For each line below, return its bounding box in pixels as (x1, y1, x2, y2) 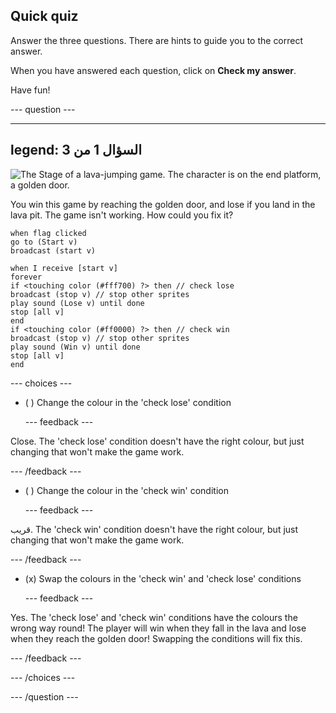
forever (10, 272, 43, 282)
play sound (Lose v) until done (10, 298, 145, 308)
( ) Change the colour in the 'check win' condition (24, 484, 229, 496)
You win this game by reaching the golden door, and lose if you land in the (10, 198, 316, 210)
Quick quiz (10, 8, 79, 25)
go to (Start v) (10, 237, 78, 247)
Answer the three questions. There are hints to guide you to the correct (10, 34, 304, 46)
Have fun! (10, 84, 51, 96)
